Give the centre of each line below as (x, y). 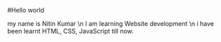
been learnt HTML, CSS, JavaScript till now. (70, 31)
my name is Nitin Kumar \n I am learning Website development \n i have (111, 23)
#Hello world (26, 10)
